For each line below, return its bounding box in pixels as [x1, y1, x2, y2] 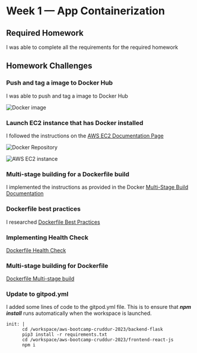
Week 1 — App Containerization [6, 4, 165, 18]
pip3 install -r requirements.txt [21, 332, 108, 338]
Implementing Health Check [6, 233, 89, 242]
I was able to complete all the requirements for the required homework [6, 43, 179, 51]
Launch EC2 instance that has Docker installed [6, 118, 144, 127]
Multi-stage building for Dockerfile [6, 261, 109, 270]
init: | [6, 321, 26, 327]
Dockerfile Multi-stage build [6, 275, 75, 282]
